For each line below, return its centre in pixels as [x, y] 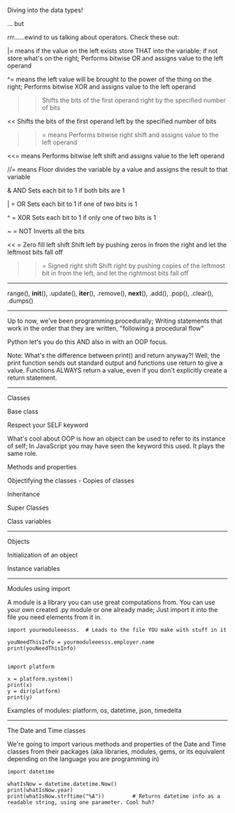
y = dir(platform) [34, 691]
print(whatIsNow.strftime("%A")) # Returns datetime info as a [114, 796]
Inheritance [24, 494]
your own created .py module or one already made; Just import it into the [113, 610]
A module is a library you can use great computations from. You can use [111, 602]
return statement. [32, 378]
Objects [19, 541]
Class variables [29, 521]
